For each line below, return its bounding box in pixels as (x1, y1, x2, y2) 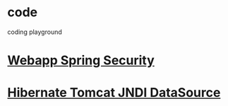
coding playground (7, 28, 62, 36)
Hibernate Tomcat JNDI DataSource (7, 85, 221, 101)
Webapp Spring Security (7, 52, 155, 69)
